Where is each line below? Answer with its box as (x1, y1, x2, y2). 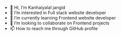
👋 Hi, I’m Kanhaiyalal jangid (9, 5, 65, 10)
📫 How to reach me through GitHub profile (9, 26, 98, 31)
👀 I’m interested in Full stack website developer (9, 10, 107, 16)
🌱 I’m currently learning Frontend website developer (9, 15, 117, 20)
